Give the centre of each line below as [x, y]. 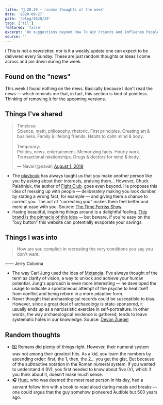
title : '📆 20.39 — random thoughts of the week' [55, 9]
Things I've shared [34, 114]
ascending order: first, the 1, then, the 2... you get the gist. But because [83, 359]
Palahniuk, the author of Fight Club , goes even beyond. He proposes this [85, 186]
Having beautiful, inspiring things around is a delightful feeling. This [79, 211]
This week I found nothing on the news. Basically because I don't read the [79, 88]
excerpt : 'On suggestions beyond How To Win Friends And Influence [75, 32]
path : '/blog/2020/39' [28, 18]
